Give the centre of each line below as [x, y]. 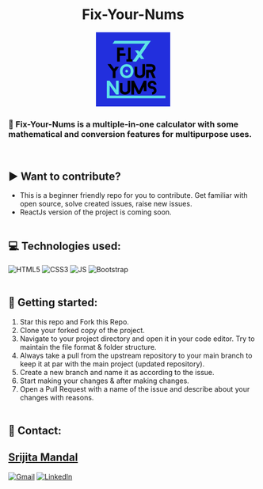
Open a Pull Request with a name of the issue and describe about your [135, 389]
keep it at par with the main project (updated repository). [112, 364]
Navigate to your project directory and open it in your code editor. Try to [137, 339]
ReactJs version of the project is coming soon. [95, 212]
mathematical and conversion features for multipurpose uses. [130, 134]
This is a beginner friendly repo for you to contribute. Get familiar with [133, 195]
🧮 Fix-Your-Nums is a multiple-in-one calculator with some [124, 124]
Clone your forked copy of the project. [82, 330]
